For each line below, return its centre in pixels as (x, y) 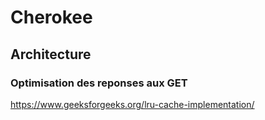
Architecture (51, 54)
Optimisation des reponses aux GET (99, 83)
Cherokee (51, 17)
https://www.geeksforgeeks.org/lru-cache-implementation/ (132, 104)
